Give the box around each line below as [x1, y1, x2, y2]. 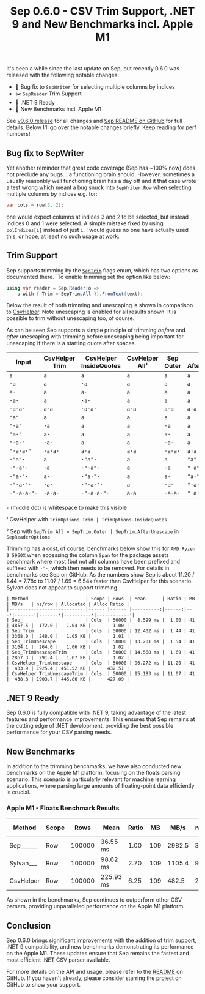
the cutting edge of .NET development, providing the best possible [6, 722, 174, 730]
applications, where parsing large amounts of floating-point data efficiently [6, 782, 195, 790]
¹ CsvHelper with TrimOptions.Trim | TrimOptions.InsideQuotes [6, 516, 168, 523]
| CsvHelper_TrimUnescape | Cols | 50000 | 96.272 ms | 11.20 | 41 [6, 660, 195, 667]
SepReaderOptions [6, 534, 51, 540]
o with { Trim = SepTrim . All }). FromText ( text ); [17, 291, 143, 297]
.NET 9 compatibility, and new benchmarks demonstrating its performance [6, 943, 194, 951]
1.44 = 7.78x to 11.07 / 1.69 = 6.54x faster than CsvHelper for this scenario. [6, 577, 193, 585]
